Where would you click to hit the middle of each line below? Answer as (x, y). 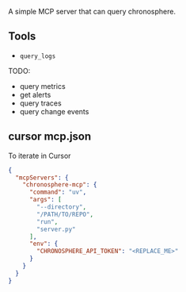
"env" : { (44, 244)
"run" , (47, 221)
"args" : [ (45, 200)
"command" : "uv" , (58, 192)
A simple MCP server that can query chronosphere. (92, 12)
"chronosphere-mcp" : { (60, 185)
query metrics (42, 86)
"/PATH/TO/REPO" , (65, 214)
